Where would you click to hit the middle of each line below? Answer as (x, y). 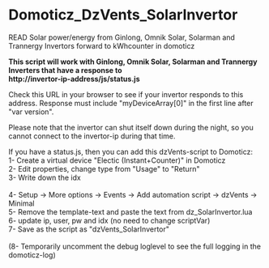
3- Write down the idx (45, 177)
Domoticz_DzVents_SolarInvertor (123, 15)
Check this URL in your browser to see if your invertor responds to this (126, 94)
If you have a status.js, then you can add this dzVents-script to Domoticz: (131, 151)
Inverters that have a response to (66, 70)
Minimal (21, 203)
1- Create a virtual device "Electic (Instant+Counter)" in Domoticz (117, 160)
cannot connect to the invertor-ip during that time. (92, 136)
